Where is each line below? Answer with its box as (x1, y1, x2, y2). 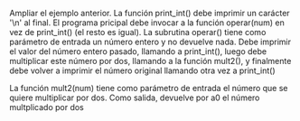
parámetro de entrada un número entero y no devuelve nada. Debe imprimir (9, 36, 292, 47)
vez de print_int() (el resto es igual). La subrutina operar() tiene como (9, 27, 267, 37)
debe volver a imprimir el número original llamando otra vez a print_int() (9, 65, 276, 76)
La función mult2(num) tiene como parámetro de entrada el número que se (9, 83, 288, 93)
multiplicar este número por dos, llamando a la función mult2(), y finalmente (9, 56, 292, 66)
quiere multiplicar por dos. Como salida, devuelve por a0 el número (9, 92, 260, 103)
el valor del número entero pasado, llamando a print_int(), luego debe (9, 46, 267, 57)
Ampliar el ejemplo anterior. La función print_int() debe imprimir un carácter (9, 8, 291, 18)
